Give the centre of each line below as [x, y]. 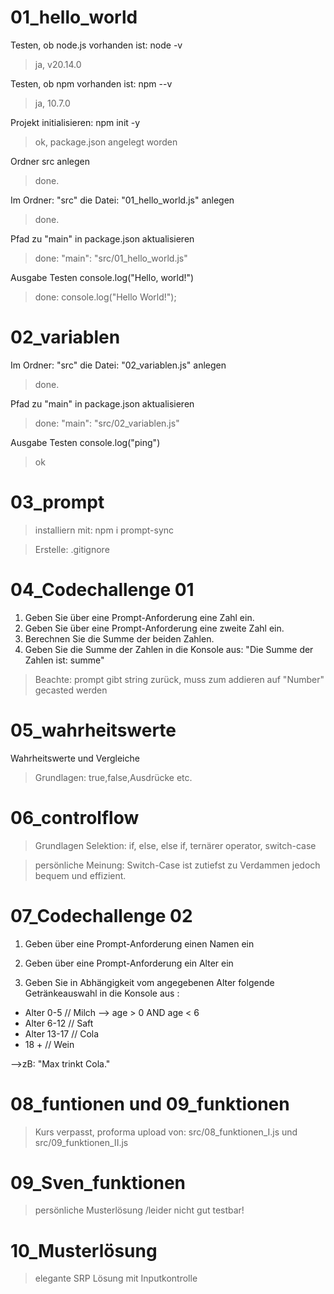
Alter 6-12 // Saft [59, 1023]
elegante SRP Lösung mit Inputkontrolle [116, 1278]
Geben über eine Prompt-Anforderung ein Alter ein [129, 963]
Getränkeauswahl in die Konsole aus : [102, 993]
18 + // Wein [49, 1044]
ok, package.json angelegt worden [106, 142]
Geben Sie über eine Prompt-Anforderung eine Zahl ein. [139, 617]
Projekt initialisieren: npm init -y [75, 122]
